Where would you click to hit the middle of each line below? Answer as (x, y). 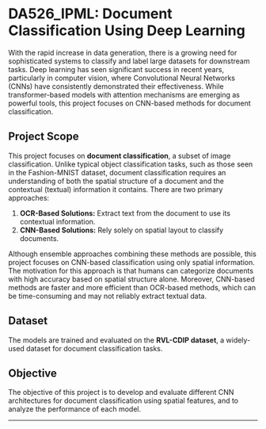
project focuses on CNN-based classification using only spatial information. (131, 262)
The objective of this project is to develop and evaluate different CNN (121, 393)
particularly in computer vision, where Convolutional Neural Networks (122, 78)
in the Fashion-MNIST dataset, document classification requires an (117, 172)
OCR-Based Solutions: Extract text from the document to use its (125, 213)
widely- (238, 340)
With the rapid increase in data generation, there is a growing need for (123, 52)
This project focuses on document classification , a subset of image (120, 155)
